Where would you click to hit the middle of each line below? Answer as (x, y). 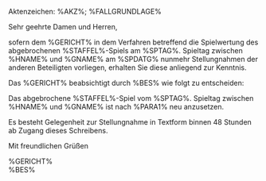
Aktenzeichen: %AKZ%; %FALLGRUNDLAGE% (85, 12)
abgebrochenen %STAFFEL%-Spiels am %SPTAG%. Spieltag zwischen (125, 50)
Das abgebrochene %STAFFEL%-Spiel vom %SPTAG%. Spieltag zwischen (131, 98)
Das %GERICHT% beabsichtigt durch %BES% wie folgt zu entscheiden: (126, 83)
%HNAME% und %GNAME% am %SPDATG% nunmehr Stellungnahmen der (133, 59)
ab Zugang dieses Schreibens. (58, 131)
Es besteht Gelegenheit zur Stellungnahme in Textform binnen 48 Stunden (130, 122)
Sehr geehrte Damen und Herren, (63, 27)
